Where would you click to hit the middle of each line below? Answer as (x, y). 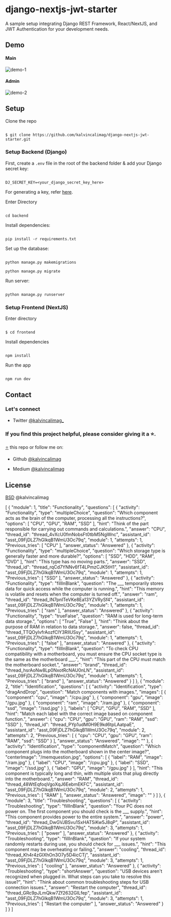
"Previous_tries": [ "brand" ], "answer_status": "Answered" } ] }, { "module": (85, 681)
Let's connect (23, 409)
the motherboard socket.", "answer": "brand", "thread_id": (66, 664)
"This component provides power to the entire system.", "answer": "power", (85, 817)
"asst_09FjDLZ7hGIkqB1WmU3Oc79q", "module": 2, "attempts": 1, (75, 789)
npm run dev (18, 379)
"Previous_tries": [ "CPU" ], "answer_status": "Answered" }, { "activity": (80, 545)
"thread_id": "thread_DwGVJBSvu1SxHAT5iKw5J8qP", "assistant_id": (78, 822)
